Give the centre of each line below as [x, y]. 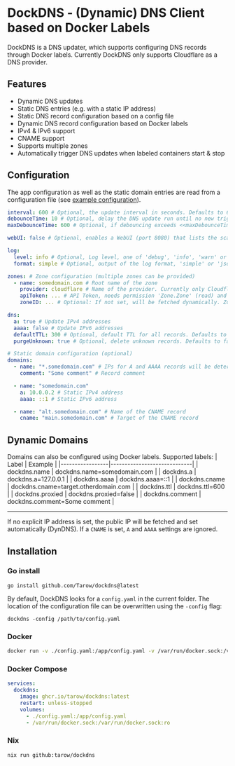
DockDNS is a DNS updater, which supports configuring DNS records [107, 47]
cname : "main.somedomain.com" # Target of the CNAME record [109, 418]
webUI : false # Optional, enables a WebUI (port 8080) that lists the [112, 238]
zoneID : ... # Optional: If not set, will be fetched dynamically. [120, 303]
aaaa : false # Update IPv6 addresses [69, 328]
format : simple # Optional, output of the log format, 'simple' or [114, 264]
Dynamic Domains [48, 440]
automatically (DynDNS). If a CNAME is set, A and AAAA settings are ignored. [113, 529]
